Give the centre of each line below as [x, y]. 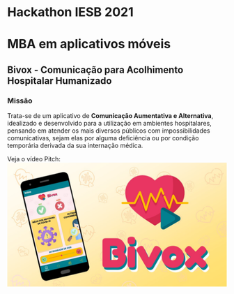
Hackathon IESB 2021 [70, 12]
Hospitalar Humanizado [60, 81]
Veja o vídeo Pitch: [34, 159]
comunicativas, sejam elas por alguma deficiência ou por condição [103, 138]
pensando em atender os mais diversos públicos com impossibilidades [109, 131]
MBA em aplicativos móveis [89, 44]
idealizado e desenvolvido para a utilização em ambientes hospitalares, [110, 124]
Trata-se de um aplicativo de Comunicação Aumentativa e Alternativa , [110, 116]
